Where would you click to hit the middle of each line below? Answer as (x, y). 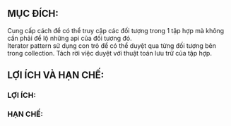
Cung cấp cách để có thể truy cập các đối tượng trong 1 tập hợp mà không (116, 30)
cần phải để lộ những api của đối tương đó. (70, 38)
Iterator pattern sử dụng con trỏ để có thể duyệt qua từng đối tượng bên (112, 45)
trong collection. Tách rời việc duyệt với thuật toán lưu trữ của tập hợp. (109, 53)
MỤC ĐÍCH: (33, 14)
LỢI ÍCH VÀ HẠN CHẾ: (56, 75)
